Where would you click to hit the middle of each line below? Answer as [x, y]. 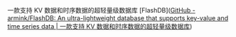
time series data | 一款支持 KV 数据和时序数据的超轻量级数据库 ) [100, 26]
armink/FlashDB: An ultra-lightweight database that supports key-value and [118, 18]
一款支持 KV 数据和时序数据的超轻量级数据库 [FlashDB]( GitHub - [101, 10]
